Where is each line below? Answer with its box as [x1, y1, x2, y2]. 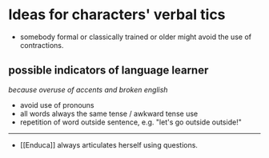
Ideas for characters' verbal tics [8, 6, 226, 24]
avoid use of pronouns [19, 100, 94, 109]
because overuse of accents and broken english [8, 85, 168, 94]
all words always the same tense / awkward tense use [19, 109, 199, 118]
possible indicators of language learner [8, 64, 209, 77]
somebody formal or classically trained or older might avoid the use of [19, 32, 252, 41]
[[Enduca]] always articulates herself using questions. [19, 140, 199, 149]
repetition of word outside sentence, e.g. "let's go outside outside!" [19, 117, 242, 127]
